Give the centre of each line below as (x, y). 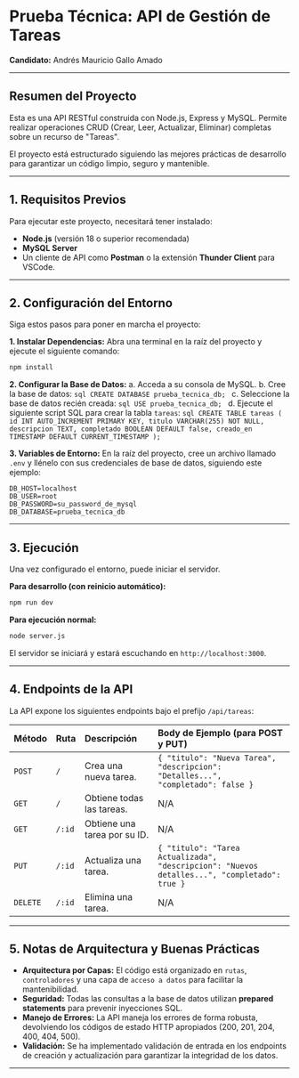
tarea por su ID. (117, 834)
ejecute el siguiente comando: (65, 351)
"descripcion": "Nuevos (208, 866)
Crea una (103, 766)
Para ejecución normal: (53, 620)
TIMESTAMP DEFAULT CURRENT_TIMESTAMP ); (85, 437)
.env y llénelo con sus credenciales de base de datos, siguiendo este (136, 463)
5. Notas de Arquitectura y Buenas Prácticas (134, 949)
